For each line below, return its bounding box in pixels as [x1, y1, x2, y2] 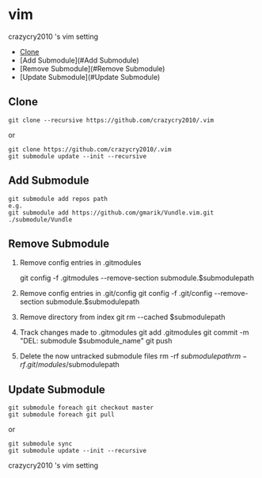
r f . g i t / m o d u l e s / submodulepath [19, 360, 120, 370]
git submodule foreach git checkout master [8, 404, 154, 412]
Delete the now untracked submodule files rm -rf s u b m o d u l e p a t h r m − [19, 351, 248, 361]
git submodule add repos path [8, 195, 108, 203]
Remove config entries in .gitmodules [19, 258, 142, 267]
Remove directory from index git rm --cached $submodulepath [19, 313, 226, 322]
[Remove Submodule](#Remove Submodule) [19, 63, 165, 73]
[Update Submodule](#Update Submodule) [19, 72, 161, 82]
